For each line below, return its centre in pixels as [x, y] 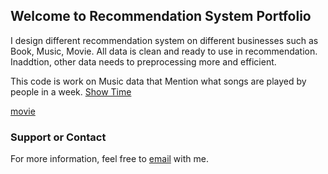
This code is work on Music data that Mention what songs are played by [158, 81]
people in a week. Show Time [71, 91]
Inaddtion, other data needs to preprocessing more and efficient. [143, 61]
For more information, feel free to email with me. [109, 159]
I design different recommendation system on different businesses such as [164, 40]
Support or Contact [58, 137]
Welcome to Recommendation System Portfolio [161, 16]
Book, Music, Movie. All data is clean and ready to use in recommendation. [164, 51]
